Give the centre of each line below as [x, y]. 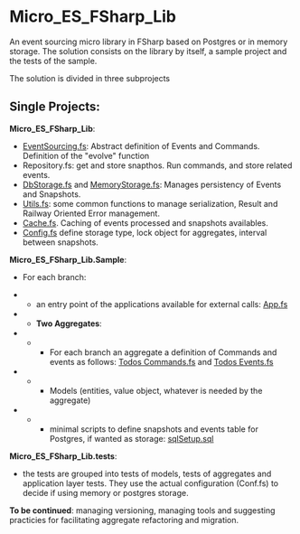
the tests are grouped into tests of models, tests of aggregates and [147, 473]
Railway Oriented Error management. [91, 213]
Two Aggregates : [69, 323]
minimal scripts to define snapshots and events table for [154, 429]
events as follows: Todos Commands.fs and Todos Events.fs [161, 361]
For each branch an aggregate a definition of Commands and [163, 352]
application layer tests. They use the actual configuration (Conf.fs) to [150, 483]
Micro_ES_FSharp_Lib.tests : [63, 456]
